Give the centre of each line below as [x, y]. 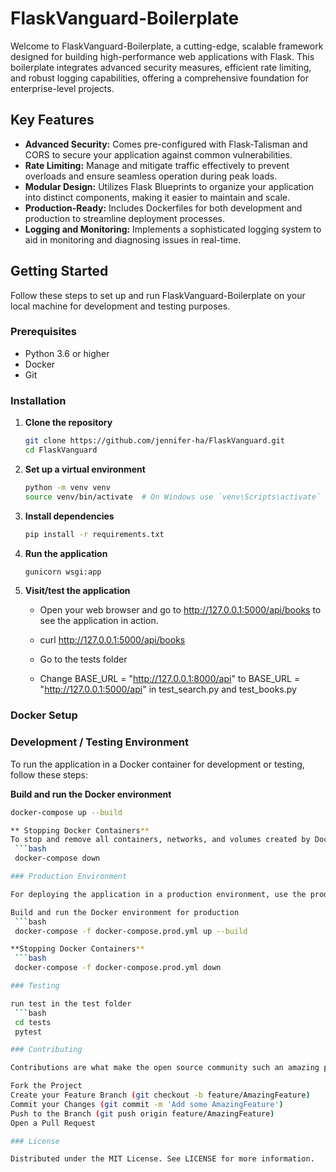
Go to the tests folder [83, 659]
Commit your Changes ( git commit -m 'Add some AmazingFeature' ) [147, 1104]
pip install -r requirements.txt [94, 534]
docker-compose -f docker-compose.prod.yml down [118, 968]
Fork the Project [46, 1086]
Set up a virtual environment [85, 469]
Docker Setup [44, 715]
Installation [38, 400]
